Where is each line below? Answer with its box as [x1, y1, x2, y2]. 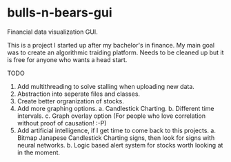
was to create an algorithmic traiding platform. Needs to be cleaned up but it [7, 48, 224, 57]
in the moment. [17, 148, 61, 156]
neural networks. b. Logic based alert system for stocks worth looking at [17, 141, 223, 149]
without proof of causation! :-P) [17, 119, 107, 127]
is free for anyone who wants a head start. [7, 55, 128, 63]
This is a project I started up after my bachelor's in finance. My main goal [7, 41, 215, 49]
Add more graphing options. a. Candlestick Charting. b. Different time [17, 104, 214, 112]
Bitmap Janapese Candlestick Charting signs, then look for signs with [17, 133, 215, 142]
